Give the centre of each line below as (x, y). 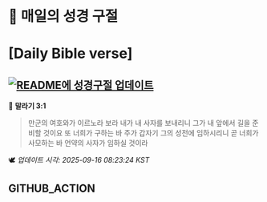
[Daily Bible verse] (71, 54)
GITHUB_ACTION (52, 188)
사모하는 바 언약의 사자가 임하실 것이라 (88, 143)
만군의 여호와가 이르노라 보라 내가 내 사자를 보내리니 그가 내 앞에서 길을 (139, 123)
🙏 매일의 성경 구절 (63, 16)
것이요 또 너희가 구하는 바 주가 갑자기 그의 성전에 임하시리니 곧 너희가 (151, 133)
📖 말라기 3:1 (27, 106)
